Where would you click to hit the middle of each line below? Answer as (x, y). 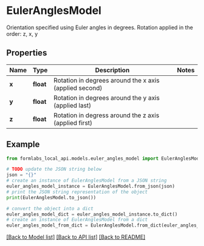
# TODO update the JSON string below (54, 169)
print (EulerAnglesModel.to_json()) (51, 197)
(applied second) (78, 87)
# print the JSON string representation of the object (77, 192)
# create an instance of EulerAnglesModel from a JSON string (87, 181)
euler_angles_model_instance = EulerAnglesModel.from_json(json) (90, 186)
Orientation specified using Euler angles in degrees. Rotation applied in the (100, 27)
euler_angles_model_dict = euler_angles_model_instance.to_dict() (92, 214)
